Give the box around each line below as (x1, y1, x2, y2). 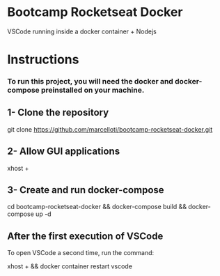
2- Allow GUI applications (7, 146, 120, 158)
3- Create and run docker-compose (7, 184, 165, 196)
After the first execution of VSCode (7, 230, 164, 242)
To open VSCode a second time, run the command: (7, 249, 155, 257)
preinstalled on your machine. (40, 85, 145, 95)
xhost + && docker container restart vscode (7, 262, 132, 270)
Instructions (7, 52, 79, 68)
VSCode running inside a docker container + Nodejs (7, 27, 157, 36)
